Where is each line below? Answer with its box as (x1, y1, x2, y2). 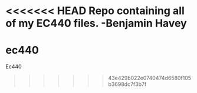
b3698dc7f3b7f (108, 81, 147, 88)
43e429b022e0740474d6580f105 (108, 75, 192, 82)
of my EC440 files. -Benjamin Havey (5, 16, 187, 30)
